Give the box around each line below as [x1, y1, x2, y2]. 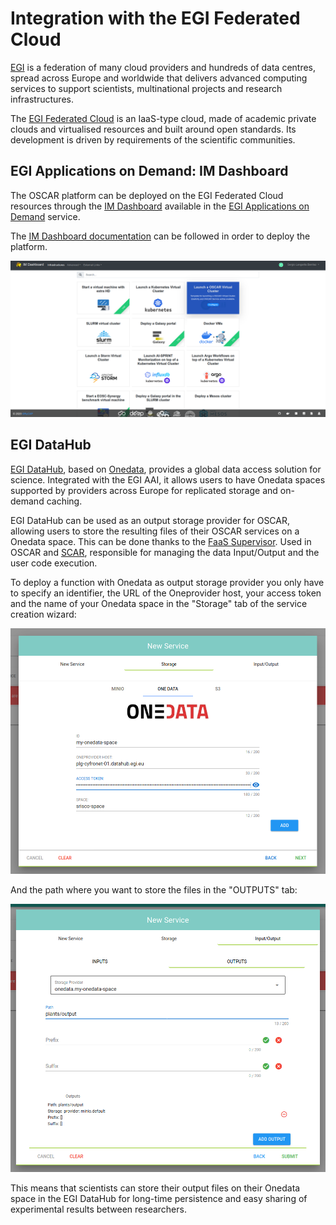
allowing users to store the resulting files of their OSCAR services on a [10, 525, 300, 537]
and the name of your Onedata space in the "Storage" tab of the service [10, 597, 308, 609]
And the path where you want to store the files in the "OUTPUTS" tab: [10, 883, 298, 896]
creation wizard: [10, 608, 77, 620]
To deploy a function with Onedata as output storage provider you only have [10, 576, 325, 588]
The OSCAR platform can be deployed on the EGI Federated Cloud [10, 189, 284, 201]
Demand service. [10, 210, 81, 222]
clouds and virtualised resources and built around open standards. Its [10, 123, 297, 135]
